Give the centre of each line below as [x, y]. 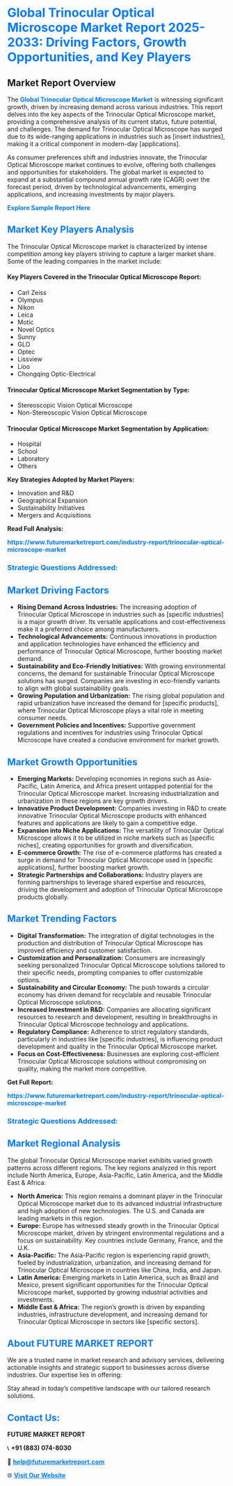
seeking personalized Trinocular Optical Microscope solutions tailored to [121, 965]
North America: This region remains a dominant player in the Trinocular [120, 1196]
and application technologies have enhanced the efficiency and [108, 644]
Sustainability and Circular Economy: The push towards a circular [113, 987]
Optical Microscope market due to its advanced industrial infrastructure [120, 1203]
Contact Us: [34, 1417]
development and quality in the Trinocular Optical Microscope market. [117, 1046]
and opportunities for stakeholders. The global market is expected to [105, 172]
